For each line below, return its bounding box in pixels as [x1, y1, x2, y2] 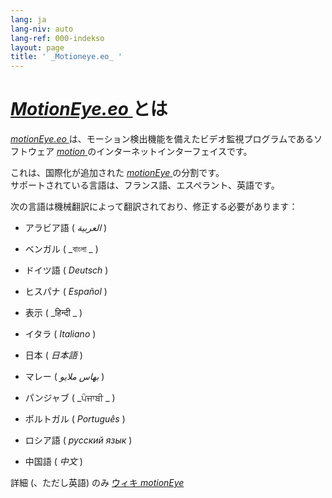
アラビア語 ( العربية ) [24, 222, 108, 234]
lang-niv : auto [10, 24, 74, 34]
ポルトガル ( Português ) [24, 413, 126, 425]
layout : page [10, 42, 65, 53]
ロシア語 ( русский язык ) [24, 434, 133, 446]
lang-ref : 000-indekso [10, 33, 105, 43]
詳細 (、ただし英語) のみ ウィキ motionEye [10, 477, 185, 489]
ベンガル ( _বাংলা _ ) [24, 243, 99, 255]
